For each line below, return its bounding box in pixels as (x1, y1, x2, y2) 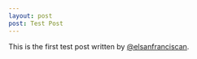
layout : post (8, 11, 53, 20)
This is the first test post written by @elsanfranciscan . (8, 41, 190, 51)
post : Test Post (8, 19, 63, 27)
